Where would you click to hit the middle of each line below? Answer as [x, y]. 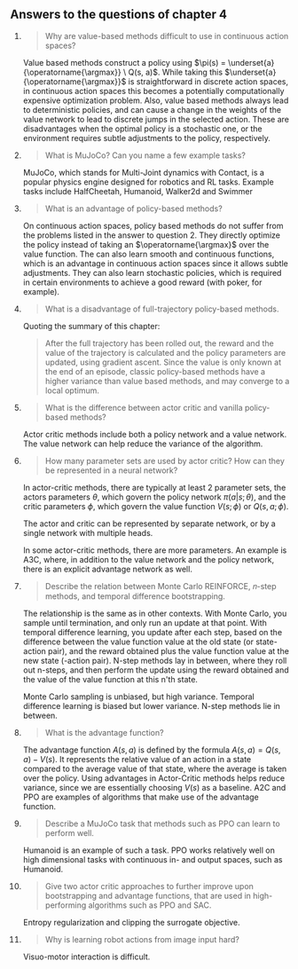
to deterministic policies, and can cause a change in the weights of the [152, 109]
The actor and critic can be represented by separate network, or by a [149, 524]
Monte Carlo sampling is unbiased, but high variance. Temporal [139, 697]
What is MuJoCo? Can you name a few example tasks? [145, 155]
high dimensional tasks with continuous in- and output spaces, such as [153, 859]
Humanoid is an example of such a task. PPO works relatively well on [149, 850]
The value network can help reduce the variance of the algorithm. [143, 444]
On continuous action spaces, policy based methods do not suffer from [153, 225]
